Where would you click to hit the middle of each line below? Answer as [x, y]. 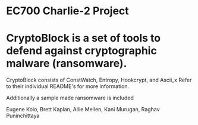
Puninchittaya [23, 116]
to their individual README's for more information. [68, 86]
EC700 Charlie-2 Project [67, 11]
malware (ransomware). [67, 63]
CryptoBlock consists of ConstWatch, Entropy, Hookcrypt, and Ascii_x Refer [99, 80]
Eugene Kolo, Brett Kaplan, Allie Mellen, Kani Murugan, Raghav [83, 110]
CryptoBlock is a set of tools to [84, 38]
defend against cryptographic [82, 51]
